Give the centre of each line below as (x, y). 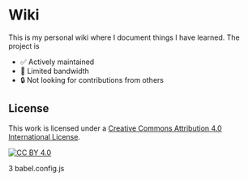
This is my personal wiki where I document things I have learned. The (124, 37)
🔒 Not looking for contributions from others (92, 80)
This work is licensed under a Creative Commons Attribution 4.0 (115, 128)
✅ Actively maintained (57, 62)
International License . (45, 136)
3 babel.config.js (36, 168)
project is (24, 45)
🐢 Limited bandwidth (54, 71)
